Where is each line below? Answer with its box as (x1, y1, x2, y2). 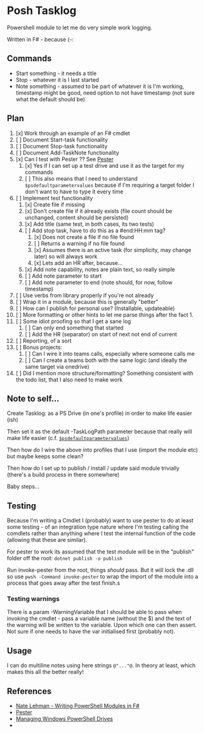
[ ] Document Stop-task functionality (15, 142, 108, 150)
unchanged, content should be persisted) (24, 214, 129, 221)
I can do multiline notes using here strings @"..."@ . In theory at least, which (7, 662, 196, 669)
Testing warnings (7, 594, 60, 603)
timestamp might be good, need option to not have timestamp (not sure (15, 89, 195, 96)
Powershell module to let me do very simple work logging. (7, 24, 153, 31)
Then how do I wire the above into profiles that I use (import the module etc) (7, 446, 199, 453)
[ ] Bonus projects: (15, 343, 63, 351)
